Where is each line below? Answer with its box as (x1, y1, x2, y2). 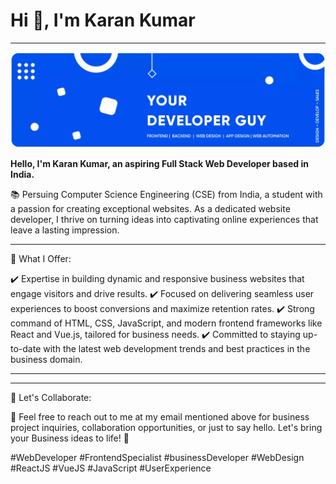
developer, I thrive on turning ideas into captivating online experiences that (10, 214, 319, 225)
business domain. (10, 354, 83, 365)
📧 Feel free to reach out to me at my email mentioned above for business (10, 411, 310, 423)
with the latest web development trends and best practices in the (43, 343, 311, 354)
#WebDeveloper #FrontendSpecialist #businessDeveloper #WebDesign (10, 452, 305, 463)
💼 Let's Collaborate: (10, 392, 92, 403)
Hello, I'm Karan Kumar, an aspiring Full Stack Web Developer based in (10, 158, 309, 169)
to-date (10, 343, 42, 354)
